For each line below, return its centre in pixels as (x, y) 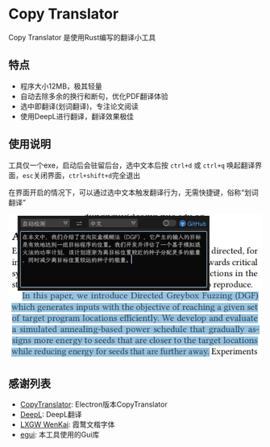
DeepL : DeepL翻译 (51, 415)
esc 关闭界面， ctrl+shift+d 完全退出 (82, 175)
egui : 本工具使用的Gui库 (60, 435)
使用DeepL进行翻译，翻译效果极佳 (77, 116)
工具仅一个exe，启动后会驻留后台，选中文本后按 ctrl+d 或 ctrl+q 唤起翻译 (132, 165)
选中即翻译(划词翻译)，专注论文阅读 (79, 106)
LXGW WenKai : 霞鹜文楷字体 (67, 424)
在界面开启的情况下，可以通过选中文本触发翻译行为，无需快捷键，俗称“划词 (134, 192)
